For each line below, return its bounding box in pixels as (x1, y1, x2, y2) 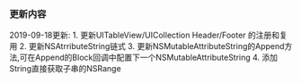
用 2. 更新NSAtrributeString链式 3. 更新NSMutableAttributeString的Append (9, 41, 285, 52)
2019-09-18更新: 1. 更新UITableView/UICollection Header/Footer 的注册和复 (9, 29, 288, 41)
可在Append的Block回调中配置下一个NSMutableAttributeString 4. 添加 (19, 52, 279, 63)
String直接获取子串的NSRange (9, 63, 121, 74)
